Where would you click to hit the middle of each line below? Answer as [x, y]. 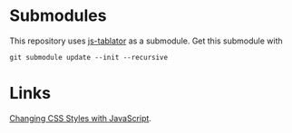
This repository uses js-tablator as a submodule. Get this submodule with [146, 41]
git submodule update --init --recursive [89, 57]
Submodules [58, 16]
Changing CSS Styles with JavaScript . [81, 118]
